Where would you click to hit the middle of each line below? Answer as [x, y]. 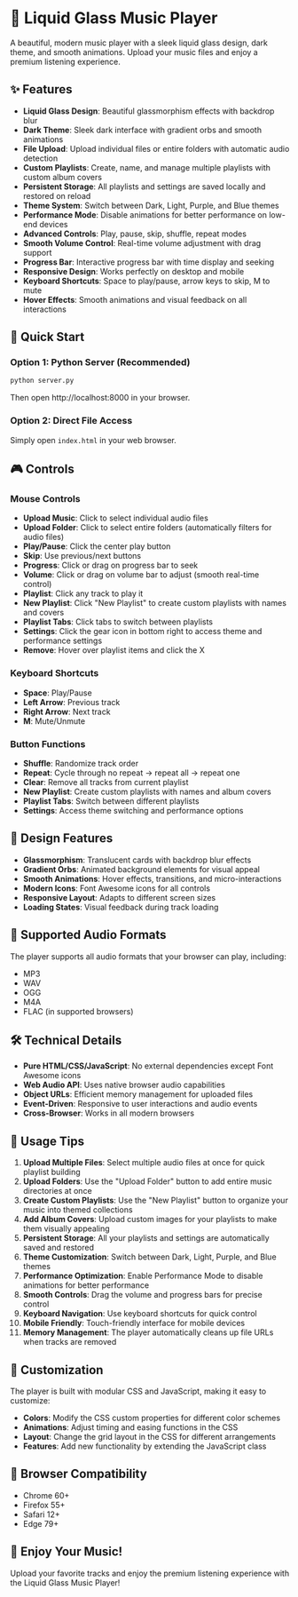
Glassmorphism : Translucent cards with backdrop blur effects [137, 860]
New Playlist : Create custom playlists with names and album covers [147, 791]
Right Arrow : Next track [67, 711]
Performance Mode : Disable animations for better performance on [145, 215]
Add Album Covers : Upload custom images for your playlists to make [150, 1220]
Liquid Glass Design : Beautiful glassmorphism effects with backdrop [149, 111]
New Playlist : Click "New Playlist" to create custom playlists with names [155, 603]
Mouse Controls [45, 498]
